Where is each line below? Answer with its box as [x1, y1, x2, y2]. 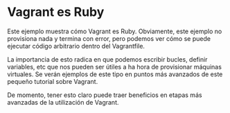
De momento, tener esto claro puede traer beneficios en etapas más [7, 91, 202, 99]
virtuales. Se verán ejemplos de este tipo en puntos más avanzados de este [7, 70, 223, 78]
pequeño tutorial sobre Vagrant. [7, 77, 98, 85]
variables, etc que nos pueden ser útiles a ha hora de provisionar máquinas [7, 62, 222, 71]
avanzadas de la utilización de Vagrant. [7, 98, 119, 106]
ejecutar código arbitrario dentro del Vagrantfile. [7, 42, 145, 50]
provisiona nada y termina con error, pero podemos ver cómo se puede [7, 34, 211, 42]
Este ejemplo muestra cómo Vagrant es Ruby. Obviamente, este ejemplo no [7, 27, 222, 35]
